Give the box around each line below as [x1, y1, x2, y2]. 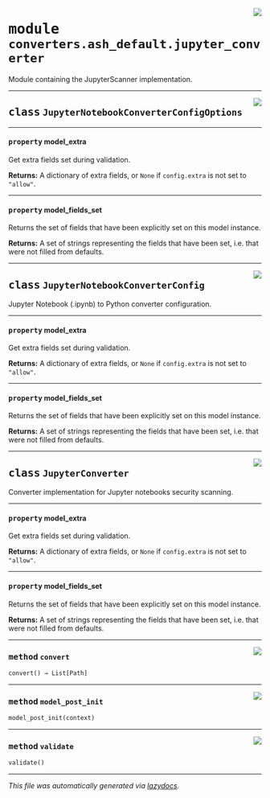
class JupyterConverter [8, 467, 130, 479]
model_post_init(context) [8, 714, 95, 722]
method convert [8, 652, 70, 662]
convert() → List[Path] [8, 668, 88, 677]
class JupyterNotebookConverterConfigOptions [8, 105, 243, 119]
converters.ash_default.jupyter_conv [8, 37, 261, 52]
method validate [8, 741, 74, 751]
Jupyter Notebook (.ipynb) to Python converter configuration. [8, 298, 212, 309]
